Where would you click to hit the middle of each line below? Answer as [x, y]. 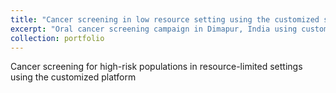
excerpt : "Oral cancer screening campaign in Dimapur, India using [154, 29]
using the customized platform [73, 77]
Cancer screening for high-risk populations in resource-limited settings [156, 67]
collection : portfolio [57, 38]
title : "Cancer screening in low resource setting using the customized [165, 19]
